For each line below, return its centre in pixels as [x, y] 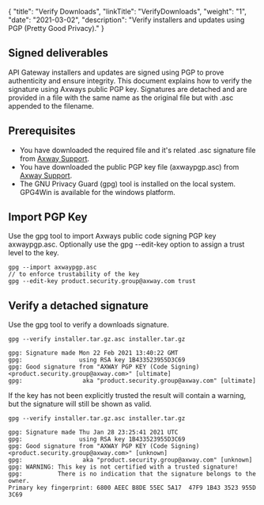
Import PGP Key [48, 217]
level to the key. [34, 253]
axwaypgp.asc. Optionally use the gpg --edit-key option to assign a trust [126, 244]
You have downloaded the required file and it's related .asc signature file [138, 150]
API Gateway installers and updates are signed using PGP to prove [116, 72]
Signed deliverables [58, 54]
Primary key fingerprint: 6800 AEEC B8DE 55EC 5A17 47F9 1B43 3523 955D [132, 488]
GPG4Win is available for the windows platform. [97, 192]
